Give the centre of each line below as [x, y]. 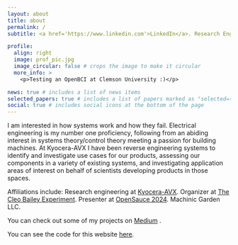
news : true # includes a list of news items [74, 92]
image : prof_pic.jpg [44, 60]
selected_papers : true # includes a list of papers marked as [101, 99]
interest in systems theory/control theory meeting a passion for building [112, 141]
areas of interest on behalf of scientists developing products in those [108, 171]
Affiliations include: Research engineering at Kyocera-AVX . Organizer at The [118, 192]
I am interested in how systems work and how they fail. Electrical [102, 125]
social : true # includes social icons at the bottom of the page [106, 106]
